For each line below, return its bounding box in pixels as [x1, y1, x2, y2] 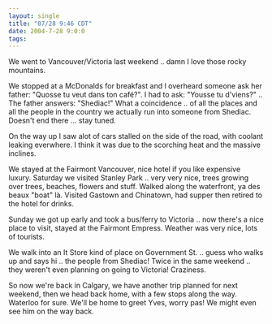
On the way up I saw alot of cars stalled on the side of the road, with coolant [8, 132, 264, 141]
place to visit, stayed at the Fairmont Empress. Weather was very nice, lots [8, 223, 258, 233]
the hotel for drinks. [8, 199, 75, 209]
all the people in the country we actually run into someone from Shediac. [8, 107, 252, 117]
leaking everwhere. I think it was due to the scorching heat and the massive [8, 140, 261, 150]
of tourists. [8, 232, 45, 242]
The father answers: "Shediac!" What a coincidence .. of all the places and [8, 98, 258, 108]
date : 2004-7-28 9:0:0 [8, 27, 85, 35]
